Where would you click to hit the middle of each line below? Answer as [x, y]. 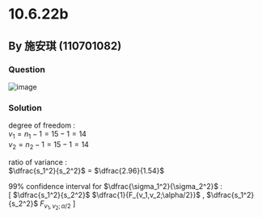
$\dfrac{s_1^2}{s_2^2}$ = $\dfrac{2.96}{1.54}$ [86, 170]
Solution [25, 107]
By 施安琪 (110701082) [65, 46]
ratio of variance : [38, 161]
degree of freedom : [42, 125]
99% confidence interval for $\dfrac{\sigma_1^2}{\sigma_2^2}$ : [116, 186]
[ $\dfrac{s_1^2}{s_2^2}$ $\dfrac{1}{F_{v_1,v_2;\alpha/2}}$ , [106, 195]
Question [27, 69]
